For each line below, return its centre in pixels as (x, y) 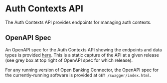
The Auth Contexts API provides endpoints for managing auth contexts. (78, 22)
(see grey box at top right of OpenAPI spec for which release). (69, 60)
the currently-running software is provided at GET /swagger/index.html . (78, 75)
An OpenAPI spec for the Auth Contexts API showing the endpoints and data (83, 49)
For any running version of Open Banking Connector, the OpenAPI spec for (82, 70)
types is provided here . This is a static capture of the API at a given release (82, 55)
